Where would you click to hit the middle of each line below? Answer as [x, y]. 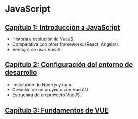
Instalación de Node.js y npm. [42, 84]
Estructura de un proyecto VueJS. [46, 95]
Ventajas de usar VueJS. [37, 49]
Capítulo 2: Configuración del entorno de [69, 65]
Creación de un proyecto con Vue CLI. [51, 89]
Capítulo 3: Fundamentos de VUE [57, 110]
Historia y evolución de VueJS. [43, 39]
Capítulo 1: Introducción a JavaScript [63, 27]
